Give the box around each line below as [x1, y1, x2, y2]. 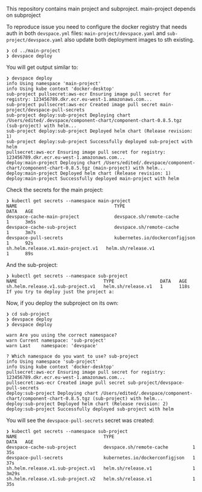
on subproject [6, 11, 41, 19]
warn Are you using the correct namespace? [6, 332, 118, 338]
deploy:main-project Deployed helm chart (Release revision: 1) [6, 170, 171, 176]
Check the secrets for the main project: [6, 187, 104, 193]
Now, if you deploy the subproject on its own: [6, 299, 119, 307]
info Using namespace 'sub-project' [6, 359, 98, 365]
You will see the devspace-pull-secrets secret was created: [6, 417, 154, 424]
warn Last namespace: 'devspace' [6, 343, 98, 349]
